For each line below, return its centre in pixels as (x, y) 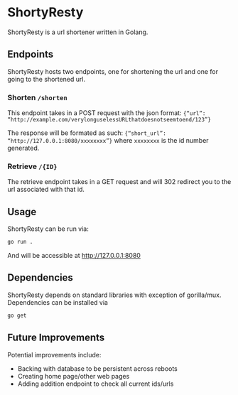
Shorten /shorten (37, 97)
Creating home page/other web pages (74, 376)
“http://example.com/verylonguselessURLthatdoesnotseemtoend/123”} (109, 120)
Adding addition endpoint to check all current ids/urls (96, 384)
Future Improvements (56, 338)
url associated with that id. (46, 190)
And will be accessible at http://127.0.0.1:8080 (74, 256)
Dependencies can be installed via (58, 302)
